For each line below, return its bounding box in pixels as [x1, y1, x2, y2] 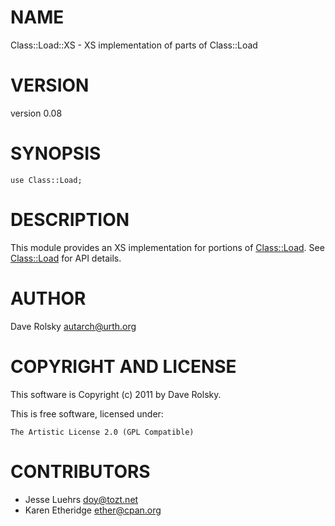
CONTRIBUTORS [10, 460, 151, 483]
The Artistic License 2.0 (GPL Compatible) [10, 427, 195, 437]
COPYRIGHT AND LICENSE [10, 355, 237, 378]
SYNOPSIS [10, 142, 102, 165]
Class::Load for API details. [10, 252, 122, 264]
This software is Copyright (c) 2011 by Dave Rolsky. [10, 388, 222, 400]
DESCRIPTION [10, 209, 130, 231]
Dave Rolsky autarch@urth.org [10, 320, 137, 332]
